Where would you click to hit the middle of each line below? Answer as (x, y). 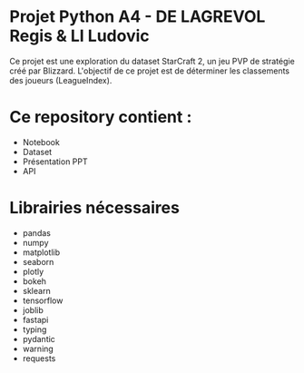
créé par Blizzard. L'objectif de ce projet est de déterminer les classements (150, 71)
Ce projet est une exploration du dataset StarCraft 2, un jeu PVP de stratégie (152, 61)
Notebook (41, 142)
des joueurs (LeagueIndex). (61, 80)
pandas (37, 232)
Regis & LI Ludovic (79, 36)
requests (39, 358)
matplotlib (41, 252)
